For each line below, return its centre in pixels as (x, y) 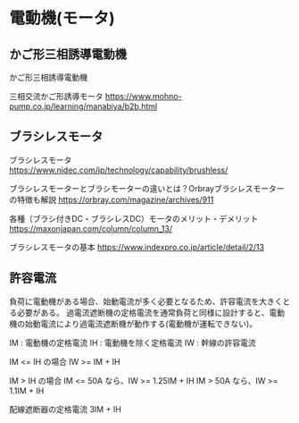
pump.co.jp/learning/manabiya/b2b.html (83, 106)
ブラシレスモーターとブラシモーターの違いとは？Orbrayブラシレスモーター (147, 188)
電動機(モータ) (62, 18)
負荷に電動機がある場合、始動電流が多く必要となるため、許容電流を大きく (146, 301)
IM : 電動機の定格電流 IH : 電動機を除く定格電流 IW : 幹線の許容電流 (133, 343)
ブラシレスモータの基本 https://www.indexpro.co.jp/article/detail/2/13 (137, 247)
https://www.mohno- (143, 96)
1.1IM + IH (27, 391)
